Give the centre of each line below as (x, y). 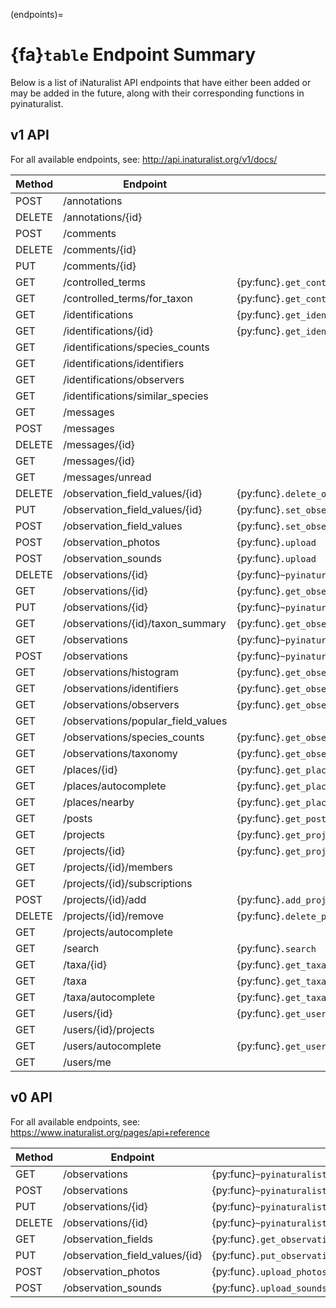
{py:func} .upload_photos (269, 1271)
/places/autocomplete (115, 786)
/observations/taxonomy (120, 753)
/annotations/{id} (103, 217)
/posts (78, 818)
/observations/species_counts (134, 737)
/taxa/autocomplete (109, 997)
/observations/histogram (121, 672)
